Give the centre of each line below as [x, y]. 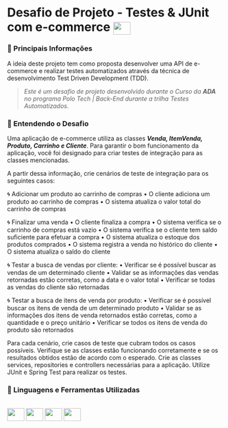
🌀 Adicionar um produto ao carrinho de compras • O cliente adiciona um [109, 194]
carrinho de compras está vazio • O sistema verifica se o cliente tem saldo [112, 230]
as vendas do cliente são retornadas [58, 287]
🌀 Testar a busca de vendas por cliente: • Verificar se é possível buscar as [112, 265]
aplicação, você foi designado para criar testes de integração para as [105, 153]
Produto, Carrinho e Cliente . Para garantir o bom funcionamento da [103, 146]
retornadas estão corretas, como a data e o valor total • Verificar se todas [111, 280]
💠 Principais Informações [50, 49]
